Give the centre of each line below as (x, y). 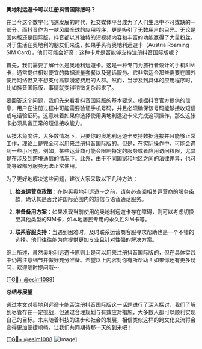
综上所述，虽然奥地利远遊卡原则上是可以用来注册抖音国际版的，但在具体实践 (101, 252)
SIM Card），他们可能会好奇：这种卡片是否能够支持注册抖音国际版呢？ (93, 52)
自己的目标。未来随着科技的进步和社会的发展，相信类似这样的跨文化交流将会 (101, 320)
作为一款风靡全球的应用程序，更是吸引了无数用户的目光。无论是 (117, 30)
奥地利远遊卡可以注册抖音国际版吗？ (51, 9)
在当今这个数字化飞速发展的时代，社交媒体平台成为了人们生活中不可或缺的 (98, 22)
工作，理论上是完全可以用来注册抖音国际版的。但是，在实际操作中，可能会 (98, 143)
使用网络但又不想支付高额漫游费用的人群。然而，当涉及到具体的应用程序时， (101, 80)
